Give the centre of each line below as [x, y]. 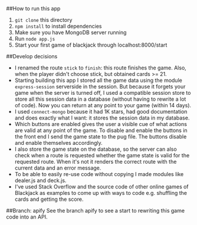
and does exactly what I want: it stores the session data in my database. [102, 118]
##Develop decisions [32, 56]
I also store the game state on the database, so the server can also [96, 149]
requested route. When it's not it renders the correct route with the [96, 162]
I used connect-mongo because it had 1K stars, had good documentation [101, 112]
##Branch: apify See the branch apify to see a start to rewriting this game [95, 211]
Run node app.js [35, 39]
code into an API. [27, 217]
